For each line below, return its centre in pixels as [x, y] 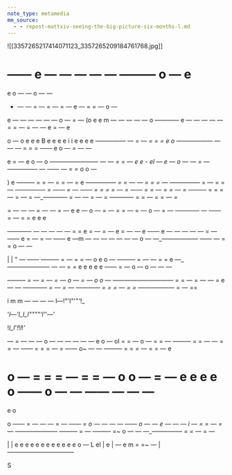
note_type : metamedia [38, 14]
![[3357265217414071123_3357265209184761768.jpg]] [85, 46]
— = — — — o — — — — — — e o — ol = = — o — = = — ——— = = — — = [115, 341]
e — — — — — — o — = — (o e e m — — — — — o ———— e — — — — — [115, 120]
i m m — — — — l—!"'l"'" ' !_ [46, 301]
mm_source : [23, 20]
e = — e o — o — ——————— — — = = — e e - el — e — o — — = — [108, 162]
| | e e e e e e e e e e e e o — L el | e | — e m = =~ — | [84, 445]
